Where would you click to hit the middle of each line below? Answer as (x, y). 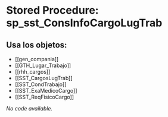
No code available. (29, 108)
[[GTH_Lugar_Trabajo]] (43, 65)
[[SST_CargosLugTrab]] (43, 78)
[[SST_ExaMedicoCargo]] (46, 91)
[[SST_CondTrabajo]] (41, 84)
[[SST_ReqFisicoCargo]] (44, 97)
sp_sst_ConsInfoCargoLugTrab (84, 23)
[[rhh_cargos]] (32, 72)
